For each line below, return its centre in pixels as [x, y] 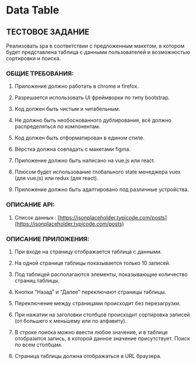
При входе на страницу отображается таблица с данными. [88, 251]
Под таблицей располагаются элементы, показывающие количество [101, 274]
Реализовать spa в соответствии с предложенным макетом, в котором [95, 46]
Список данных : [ [37, 217]
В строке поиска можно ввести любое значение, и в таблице [91, 332]
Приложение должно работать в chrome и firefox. [77, 86]
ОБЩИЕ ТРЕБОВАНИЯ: [40, 73]
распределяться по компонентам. [57, 127]
